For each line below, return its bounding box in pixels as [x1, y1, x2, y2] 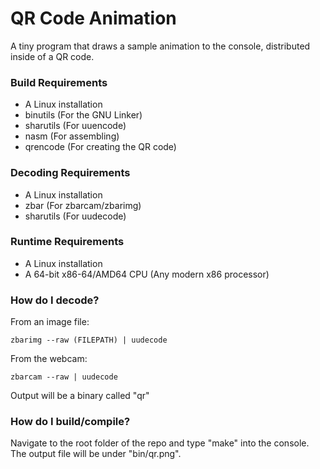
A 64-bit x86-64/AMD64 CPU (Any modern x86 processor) [24, 268, 270, 280]
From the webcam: [10, 353, 88, 365]
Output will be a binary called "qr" [10, 390, 150, 402]
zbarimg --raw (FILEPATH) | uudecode [10, 335, 168, 346]
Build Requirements [10, 75, 108, 89]
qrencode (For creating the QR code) [24, 141, 177, 153]
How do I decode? [10, 293, 100, 307]
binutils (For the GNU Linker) [24, 109, 143, 121]
